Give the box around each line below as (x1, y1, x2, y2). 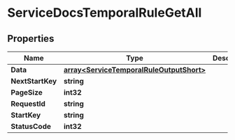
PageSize (10, 88, 43, 97)
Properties (7, 33, 55, 45)
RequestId (10, 99, 45, 109)
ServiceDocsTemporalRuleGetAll (7, 5, 202, 21)
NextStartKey (10, 77, 57, 86)
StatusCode (10, 122, 51, 131)
